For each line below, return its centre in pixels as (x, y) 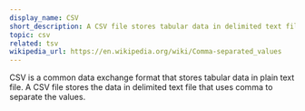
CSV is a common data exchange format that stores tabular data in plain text (152, 77)
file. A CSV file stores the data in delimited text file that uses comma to (141, 87)
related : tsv (34, 43)
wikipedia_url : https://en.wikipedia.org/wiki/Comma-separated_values (146, 52)
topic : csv (30, 35)
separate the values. (48, 97)
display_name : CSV (44, 18)
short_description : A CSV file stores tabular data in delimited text (146, 26)
